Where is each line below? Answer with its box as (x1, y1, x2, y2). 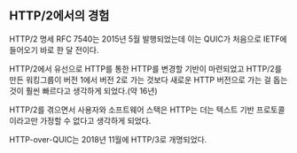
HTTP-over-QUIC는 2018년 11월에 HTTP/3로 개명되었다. (9, 134, 207, 144)
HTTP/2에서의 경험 (9, 8, 110, 24)
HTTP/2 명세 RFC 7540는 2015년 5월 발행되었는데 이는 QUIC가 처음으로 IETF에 (9, 34, 287, 44)
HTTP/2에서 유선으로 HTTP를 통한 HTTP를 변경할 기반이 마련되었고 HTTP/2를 (9, 63, 282, 73)
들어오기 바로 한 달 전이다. (9, 44, 99, 55)
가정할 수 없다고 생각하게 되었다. (39, 115, 152, 126)
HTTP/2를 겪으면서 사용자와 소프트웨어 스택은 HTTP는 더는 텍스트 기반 (9, 104, 254, 115)
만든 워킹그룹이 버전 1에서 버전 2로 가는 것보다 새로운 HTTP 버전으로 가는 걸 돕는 (9, 74, 288, 85)
